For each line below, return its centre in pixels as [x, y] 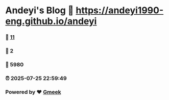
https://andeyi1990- [120, 10]
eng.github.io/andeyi [51, 21]
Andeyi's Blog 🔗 [40, 10]
